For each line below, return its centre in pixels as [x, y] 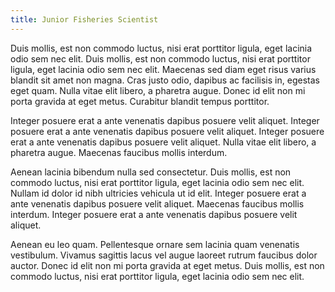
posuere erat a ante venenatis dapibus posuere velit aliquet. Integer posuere [167, 131]
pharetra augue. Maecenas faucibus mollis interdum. [119, 152]
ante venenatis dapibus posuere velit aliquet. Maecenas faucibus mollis [157, 203]
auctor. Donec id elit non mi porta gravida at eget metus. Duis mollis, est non [167, 265]
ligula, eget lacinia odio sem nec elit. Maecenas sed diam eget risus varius [163, 69]
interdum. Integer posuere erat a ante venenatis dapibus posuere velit [154, 214]
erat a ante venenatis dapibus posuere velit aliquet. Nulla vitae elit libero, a [163, 142]
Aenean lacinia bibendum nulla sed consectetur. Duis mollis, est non [151, 172]
